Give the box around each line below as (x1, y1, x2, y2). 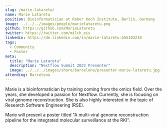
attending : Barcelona (5, 72, 50, 77)
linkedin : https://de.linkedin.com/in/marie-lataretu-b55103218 (5, 35, 142, 40)
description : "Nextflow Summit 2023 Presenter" (9, 63, 111, 68)
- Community (9, 44, 35, 49)
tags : (5, 40, 16, 45)
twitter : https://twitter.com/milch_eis (5, 30, 91, 35)
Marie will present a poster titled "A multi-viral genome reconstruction (5, 111, 149, 117)
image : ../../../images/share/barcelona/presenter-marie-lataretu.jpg (9, 68, 160, 73)
